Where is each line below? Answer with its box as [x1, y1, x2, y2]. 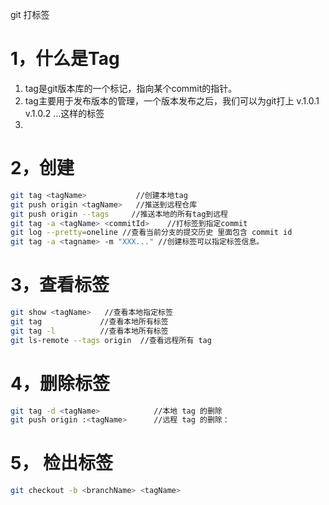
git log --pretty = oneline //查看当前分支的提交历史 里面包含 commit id [10, 228, 293, 238]
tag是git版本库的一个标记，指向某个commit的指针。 [24, 82, 238, 94]
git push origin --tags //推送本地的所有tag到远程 [10, 209, 229, 219]
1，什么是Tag [10, 48, 120, 70]
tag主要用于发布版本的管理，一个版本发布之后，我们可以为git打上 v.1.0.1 [24, 94, 320, 107]
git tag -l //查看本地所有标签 [10, 326, 169, 336]
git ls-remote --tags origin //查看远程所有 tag [10, 335, 212, 345]
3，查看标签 [10, 274, 110, 297]
